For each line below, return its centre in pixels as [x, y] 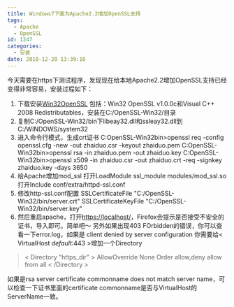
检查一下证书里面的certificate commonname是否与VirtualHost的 [105, 287]
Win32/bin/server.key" [50, 208]
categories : [24, 46]
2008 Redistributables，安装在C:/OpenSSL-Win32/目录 [97, 112]
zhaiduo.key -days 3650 [52, 167]
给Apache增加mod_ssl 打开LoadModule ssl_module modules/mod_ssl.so [122, 176]
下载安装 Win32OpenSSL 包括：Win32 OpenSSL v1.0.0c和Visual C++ [116, 103]
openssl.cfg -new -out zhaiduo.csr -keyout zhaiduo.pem [98, 145]
